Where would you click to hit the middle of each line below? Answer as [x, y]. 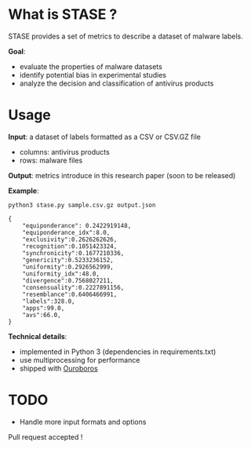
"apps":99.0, [44, 308]
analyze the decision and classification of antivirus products [116, 83]
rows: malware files [51, 160]
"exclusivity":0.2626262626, [70, 239]
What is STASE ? [63, 15]
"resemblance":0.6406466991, [70, 294]
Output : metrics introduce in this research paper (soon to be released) [122, 175]
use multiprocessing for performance [80, 360]
